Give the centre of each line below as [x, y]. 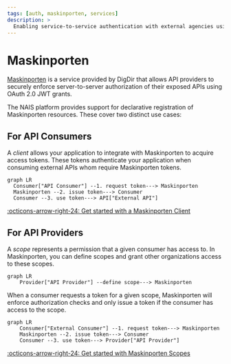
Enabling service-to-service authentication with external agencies [113, 26]
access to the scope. [37, 310]
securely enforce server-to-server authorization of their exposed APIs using [114, 87]
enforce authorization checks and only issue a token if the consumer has [110, 302]
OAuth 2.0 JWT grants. [40, 94]
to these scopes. [31, 264]
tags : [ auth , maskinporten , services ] [63, 13]
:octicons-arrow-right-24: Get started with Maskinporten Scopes [99, 353]
